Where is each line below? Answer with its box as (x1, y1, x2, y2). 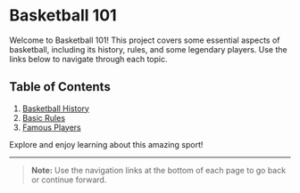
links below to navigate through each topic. (9, 53, 168, 64)
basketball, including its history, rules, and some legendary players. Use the (9, 44, 287, 54)
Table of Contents (9, 79, 112, 94)
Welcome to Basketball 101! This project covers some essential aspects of (9, 35, 280, 45)
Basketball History (21, 103, 89, 114)
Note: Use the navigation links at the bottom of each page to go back (30, 165, 287, 175)
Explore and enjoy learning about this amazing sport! (9, 139, 204, 149)
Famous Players (21, 122, 82, 133)
